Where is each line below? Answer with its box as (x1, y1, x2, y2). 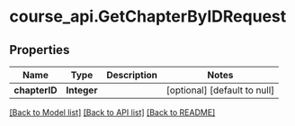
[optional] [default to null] (165, 84, 275, 96)
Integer (66, 84, 98, 96)
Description (106, 69, 158, 81)
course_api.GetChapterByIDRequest (9, 6, 287, 27)
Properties (9, 42, 70, 58)
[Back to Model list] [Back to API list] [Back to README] (9, 107, 216, 118)
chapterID (13, 84, 58, 96)
